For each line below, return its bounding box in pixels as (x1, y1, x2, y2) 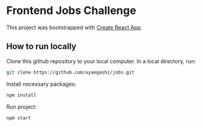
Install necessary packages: (6, 80, 77, 88)
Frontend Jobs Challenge (6, 4, 137, 18)
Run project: (6, 103, 37, 110)
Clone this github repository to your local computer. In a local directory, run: (6, 57, 196, 64)
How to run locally (6, 41, 77, 52)
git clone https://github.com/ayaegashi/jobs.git (6, 69, 135, 75)
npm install (6, 92, 37, 98)
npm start (6, 115, 32, 121)
